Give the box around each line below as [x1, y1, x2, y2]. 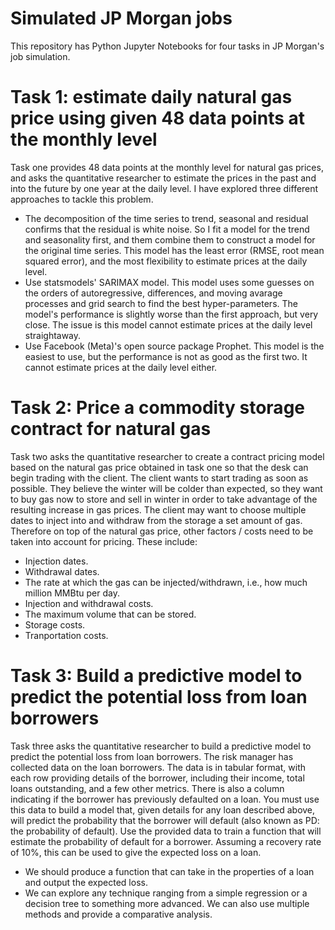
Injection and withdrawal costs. [24, 597, 154, 609]
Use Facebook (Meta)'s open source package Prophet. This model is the [24, 340, 325, 352]
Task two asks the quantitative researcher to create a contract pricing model [10, 450, 325, 462]
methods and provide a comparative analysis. [24, 908, 213, 920]
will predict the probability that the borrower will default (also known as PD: [10, 814, 320, 826]
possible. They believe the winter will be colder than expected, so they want [10, 482, 323, 494]
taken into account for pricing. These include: [10, 535, 198, 547]
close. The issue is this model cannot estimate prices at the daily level [24, 318, 313, 331]
